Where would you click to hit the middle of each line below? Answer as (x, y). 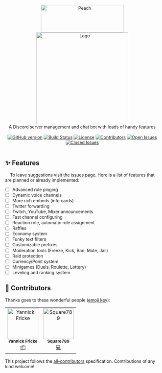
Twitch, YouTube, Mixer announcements (53, 212)
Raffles (19, 228)
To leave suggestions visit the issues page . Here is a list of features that (82, 175)
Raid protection (27, 256)
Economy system (30, 234)
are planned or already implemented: (42, 180)
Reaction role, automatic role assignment (53, 223)
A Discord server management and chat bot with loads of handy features (82, 127)
